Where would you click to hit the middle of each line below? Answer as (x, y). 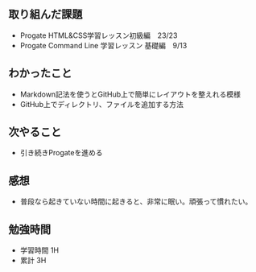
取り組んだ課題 (45, 14)
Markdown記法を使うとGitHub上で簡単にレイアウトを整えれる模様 (130, 94)
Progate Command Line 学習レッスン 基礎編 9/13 (103, 45)
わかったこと (40, 74)
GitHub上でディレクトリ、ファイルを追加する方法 (101, 104)
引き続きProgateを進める (61, 153)
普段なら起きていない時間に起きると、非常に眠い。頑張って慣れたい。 (136, 202)
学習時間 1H (39, 250)
